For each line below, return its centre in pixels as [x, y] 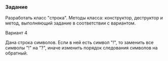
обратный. [16, 53]
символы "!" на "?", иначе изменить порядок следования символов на [81, 48]
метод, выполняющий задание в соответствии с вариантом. [71, 23]
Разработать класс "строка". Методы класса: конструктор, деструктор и [84, 18]
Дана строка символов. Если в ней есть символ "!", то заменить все [79, 42]
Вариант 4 [16, 33]
